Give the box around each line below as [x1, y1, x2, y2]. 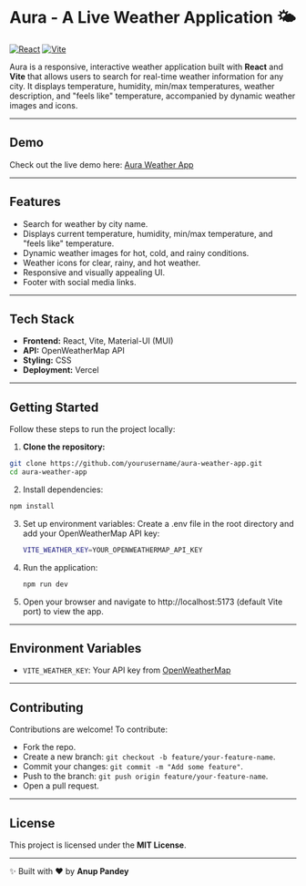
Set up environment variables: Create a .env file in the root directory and [22, 518, 294, 529]
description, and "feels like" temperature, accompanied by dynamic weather [9, 90, 296, 101]
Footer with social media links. [22, 276, 137, 287]
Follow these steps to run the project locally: [9, 424, 176, 435]
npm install [9, 501, 55, 510]
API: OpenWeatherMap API [22, 345, 126, 356]
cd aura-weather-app [9, 468, 88, 477]
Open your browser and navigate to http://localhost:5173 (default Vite [22, 596, 283, 607]
